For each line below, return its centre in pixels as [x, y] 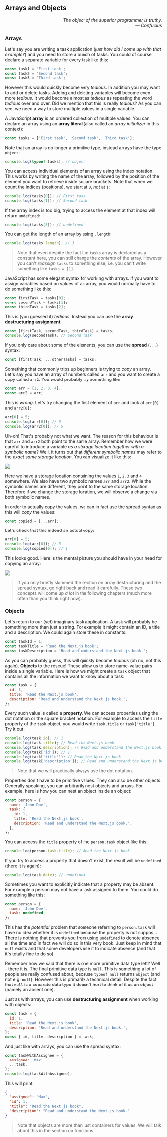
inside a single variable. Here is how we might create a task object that [78, 671]
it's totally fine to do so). [30, 954]
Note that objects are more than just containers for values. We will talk [89, 1125]
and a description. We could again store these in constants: [66, 632]
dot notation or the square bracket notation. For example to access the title [83, 719]
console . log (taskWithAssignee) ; [39, 1074]
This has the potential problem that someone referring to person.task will [80, 927]
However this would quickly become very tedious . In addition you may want [83, 87]
